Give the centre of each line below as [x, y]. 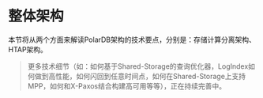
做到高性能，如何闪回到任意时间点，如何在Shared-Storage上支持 [140, 76]
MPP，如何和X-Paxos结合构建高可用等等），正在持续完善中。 [127, 86]
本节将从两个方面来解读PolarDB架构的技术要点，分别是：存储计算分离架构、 [132, 40]
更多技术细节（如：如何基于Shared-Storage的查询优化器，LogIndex [138, 66]
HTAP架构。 [28, 49]
